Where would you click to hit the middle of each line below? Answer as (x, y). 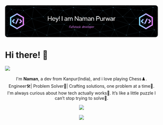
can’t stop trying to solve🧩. (81, 98)
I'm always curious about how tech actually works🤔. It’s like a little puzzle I (81, 93)
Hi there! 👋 (27, 55)
